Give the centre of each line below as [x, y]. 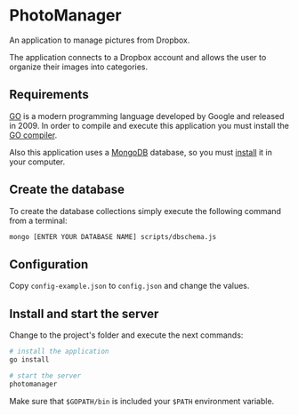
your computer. [37, 162]
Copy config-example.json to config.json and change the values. [129, 286]
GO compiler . [33, 135]
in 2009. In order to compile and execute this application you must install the [149, 125]
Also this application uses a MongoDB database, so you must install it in [141, 152]
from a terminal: [38, 220]
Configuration [49, 264]
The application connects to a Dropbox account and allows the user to [138, 57]
